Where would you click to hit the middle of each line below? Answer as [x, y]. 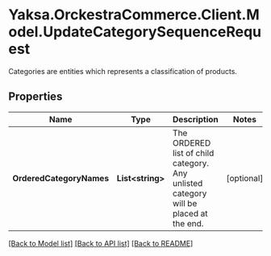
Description [196, 119]
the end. [188, 223]
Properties [35, 97]
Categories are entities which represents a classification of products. [123, 71]
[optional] [245, 178]
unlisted [188, 183]
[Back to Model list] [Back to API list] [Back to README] [101, 243]
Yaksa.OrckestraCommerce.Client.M [134, 15]
